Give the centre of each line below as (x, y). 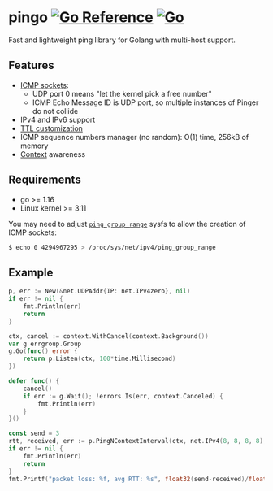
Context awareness (53, 154)
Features (31, 65)
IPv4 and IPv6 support (58, 119)
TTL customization (52, 128)
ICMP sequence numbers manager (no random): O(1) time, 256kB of (134, 137)
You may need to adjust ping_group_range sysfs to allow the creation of (127, 224)
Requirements (45, 180)
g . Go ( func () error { (43, 351)
